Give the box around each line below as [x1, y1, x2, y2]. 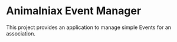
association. [6, 30, 35, 37]
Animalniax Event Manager [6, 4, 142, 18]
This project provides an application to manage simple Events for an [6, 24, 172, 31]
